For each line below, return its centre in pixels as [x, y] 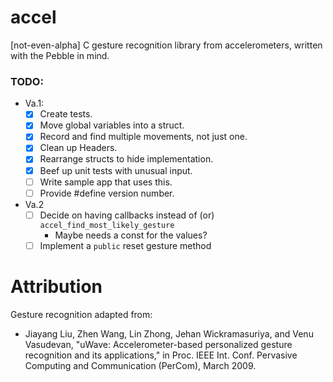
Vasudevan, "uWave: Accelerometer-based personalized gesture [158, 344]
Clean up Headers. [78, 148]
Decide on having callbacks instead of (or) [127, 215]
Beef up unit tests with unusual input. [116, 170]
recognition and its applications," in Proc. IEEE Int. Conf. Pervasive [161, 355]
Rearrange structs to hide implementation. [126, 159]
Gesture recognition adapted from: [81, 314]
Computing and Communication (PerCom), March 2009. [140, 365]
